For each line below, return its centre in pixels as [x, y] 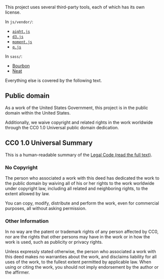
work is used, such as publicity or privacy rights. [54, 242]
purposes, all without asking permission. [46, 208]
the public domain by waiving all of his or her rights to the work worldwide [80, 183]
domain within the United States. [38, 113]
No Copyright [22, 167]
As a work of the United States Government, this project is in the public [77, 108]
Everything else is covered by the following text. [53, 81]
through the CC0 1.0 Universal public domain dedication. [62, 127]
